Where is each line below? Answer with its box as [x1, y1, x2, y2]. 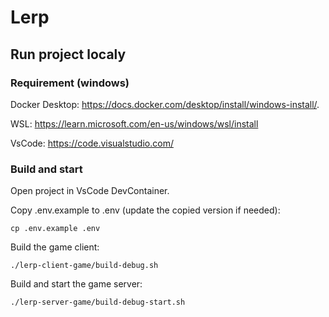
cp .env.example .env [10, 224, 101, 234]
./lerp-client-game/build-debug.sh [10, 261, 159, 271]
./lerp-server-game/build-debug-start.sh [10, 297, 186, 308]
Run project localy [10, 46, 127, 63]
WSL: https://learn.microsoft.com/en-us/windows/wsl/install [10, 117, 259, 130]
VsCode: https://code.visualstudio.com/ [10, 137, 174, 149]
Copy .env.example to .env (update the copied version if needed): [10, 204, 281, 216]
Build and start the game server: [10, 278, 143, 290]
